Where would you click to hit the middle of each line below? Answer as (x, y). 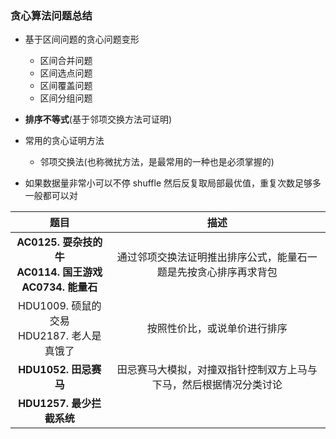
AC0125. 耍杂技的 (59, 242)
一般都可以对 (51, 196)
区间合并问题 (66, 61)
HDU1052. (44, 370)
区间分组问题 (66, 98)
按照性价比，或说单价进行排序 (217, 329)
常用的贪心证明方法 (64, 141)
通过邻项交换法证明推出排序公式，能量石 (212, 257)
